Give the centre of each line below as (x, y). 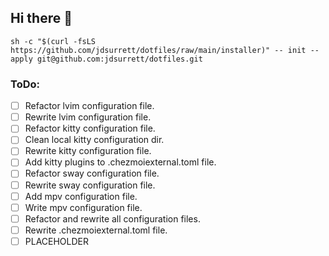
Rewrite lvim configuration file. (88, 117)
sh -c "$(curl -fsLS (53, 41)
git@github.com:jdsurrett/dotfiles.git (119, 59)
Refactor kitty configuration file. (90, 128)
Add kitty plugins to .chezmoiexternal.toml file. (120, 162)
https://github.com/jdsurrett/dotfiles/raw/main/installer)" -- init (158, 50)
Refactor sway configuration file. (92, 173)
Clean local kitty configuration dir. (94, 140)
